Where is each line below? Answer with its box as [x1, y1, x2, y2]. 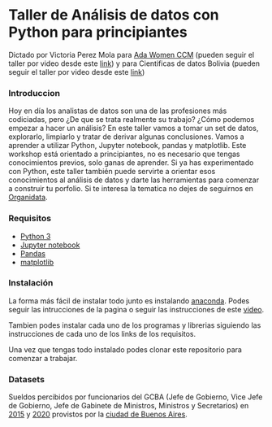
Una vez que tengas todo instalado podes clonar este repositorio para [8, 344, 242, 355]
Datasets [8, 373, 45, 385]
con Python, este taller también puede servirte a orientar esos [8, 167, 216, 176]
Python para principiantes [8, 23, 188, 41]
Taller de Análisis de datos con [8, 6, 219, 24]
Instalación [8, 277, 54, 289]
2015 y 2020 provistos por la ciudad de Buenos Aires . [8, 409, 188, 420]
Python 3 [19, 231, 51, 241]
